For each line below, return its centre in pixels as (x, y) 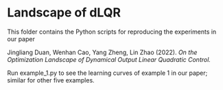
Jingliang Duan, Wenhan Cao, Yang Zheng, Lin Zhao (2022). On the (102, 52)
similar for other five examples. (51, 80)
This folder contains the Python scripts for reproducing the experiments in (112, 32)
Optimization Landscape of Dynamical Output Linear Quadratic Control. (109, 59)
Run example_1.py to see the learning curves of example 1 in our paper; (107, 73)
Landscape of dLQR (64, 13)
